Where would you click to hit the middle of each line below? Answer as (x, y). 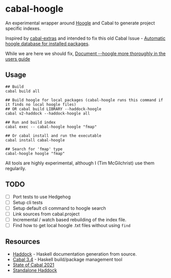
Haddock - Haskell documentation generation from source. (75, 254)
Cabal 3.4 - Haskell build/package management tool (67, 259)
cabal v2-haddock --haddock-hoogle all (48, 113)
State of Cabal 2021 (33, 265)
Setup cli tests (28, 202)
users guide (18, 59)
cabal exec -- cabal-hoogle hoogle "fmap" (51, 127)
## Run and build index (31, 122)
